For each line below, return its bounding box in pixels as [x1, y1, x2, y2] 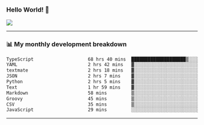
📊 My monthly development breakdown [6, 40, 127, 49]
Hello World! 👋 [6, 5, 50, 14]
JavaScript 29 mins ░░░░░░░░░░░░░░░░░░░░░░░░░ [6, 107, 200, 113]
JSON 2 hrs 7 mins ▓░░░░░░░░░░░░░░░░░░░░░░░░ [6, 73, 200, 79]
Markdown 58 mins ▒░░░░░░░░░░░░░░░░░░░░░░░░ [6, 90, 200, 96]
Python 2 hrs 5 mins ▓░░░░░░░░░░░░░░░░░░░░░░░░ [6, 79, 200, 85]
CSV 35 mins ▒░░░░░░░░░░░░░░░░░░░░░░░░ [6, 101, 200, 107]
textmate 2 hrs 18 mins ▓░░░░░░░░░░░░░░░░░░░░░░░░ [6, 67, 200, 73]
